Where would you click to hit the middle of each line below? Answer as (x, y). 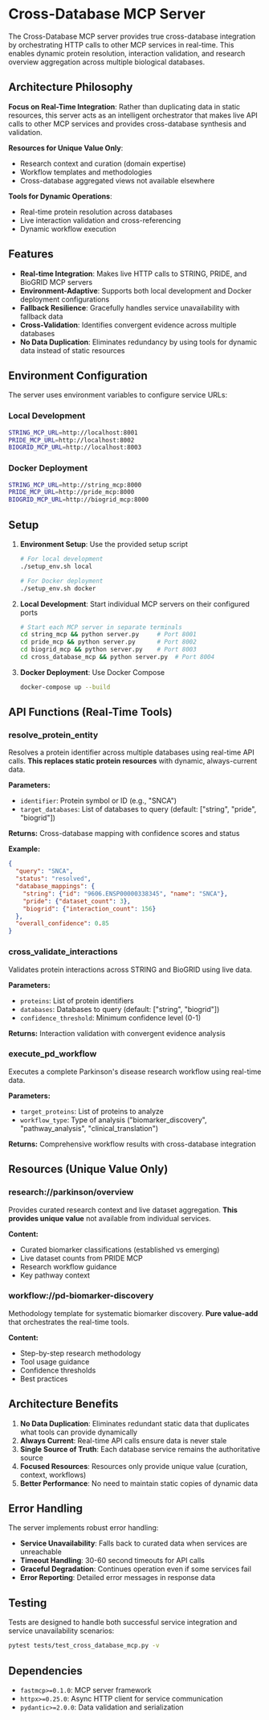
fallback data (41, 316)
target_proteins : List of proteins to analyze (92, 1111)
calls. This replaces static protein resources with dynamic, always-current (133, 761)
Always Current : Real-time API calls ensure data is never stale (123, 1440)
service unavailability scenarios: (61, 1631)
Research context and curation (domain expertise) (103, 163)
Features (31, 254)
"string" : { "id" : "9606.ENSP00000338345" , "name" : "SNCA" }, (125, 894)
